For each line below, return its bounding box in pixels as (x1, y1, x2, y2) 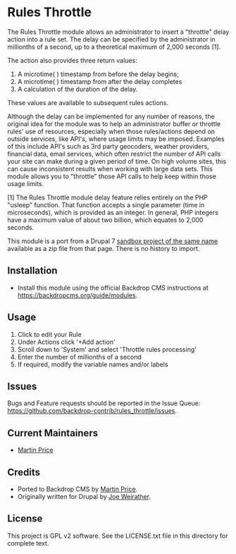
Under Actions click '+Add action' (17, 338, 116, 346)
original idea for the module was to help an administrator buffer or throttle (7, 119, 221, 128)
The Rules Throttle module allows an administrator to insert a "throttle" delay (7, 27, 230, 36)
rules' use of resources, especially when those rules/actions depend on (7, 127, 216, 135)
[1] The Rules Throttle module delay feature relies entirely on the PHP (7, 193, 208, 202)
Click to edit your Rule (17, 330, 82, 338)
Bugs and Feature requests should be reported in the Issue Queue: (7, 399, 201, 407)
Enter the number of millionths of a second (17, 352, 142, 361)
